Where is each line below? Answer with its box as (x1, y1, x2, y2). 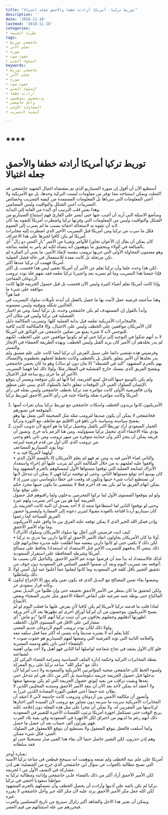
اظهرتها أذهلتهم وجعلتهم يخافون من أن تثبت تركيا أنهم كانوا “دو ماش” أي (12, 614, 146, 619)
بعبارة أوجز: (5, 751, 27, 757)
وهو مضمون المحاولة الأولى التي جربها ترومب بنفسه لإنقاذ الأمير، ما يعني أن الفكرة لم (5, 249, 163, 255)
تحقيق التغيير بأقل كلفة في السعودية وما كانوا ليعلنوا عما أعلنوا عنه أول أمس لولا (12, 566, 160, 572)
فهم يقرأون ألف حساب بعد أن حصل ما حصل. (12, 720, 96, 726)
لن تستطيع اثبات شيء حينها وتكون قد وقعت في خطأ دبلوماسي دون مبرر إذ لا (12, 476, 155, 482)
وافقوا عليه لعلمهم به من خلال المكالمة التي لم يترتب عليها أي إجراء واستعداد (12, 460, 154, 466)
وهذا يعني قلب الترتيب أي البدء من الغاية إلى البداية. (5, 207, 101, 212)
